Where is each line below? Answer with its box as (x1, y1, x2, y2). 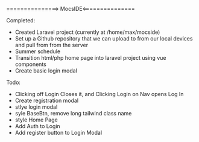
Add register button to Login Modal (14, 129, 103, 136)
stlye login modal (14, 103, 58, 111)
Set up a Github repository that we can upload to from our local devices (14, 35, 193, 42)
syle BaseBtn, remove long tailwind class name (14, 110, 132, 117)
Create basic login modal (14, 67, 77, 74)
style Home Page (14, 116, 58, 123)
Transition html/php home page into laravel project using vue (14, 54, 166, 61)
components (14, 60, 46, 68)
